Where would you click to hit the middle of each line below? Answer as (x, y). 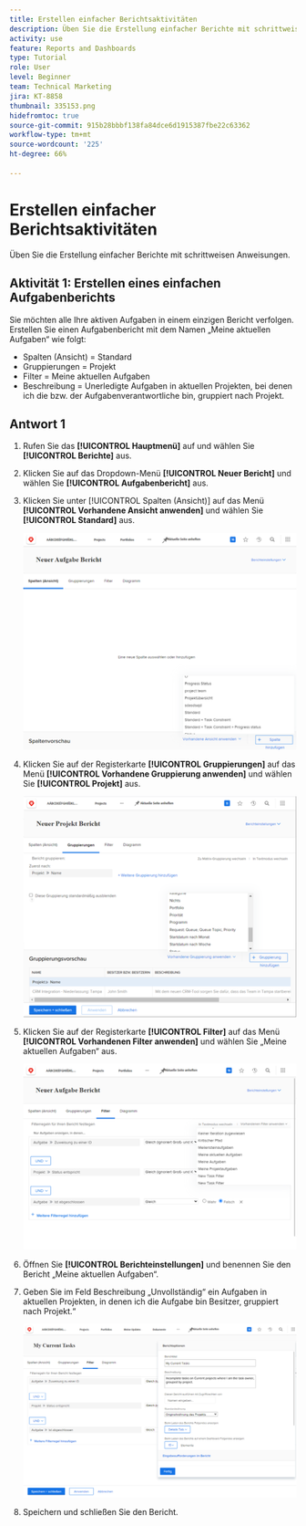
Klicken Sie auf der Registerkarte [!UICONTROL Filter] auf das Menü (151, 1032)
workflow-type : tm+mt (51, 135)
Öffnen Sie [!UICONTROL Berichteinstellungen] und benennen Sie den (157, 1265)
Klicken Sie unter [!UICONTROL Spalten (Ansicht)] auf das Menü (143, 501)
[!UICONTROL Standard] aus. (78, 520)
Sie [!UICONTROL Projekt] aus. (82, 783)
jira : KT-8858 (36, 96)
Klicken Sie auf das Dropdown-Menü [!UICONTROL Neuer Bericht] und (157, 474)
